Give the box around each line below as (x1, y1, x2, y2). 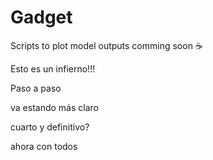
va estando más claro (10, 101, 99, 113)
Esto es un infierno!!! (10, 62, 96, 75)
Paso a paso (10, 82, 62, 94)
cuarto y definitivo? (10, 121, 90, 133)
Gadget (10, 6, 73, 29)
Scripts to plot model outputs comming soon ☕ (10, 39, 203, 51)
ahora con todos (10, 140, 78, 152)
